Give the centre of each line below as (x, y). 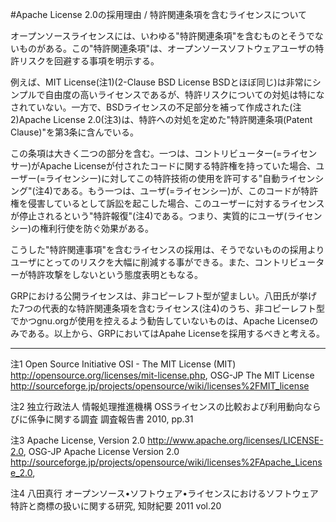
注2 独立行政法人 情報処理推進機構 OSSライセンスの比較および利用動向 (157, 406)
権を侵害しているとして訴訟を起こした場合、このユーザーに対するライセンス (167, 203)
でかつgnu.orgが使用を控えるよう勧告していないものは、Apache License (160, 321)
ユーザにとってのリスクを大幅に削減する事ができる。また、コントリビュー (163, 262)
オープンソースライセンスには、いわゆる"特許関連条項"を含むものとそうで (162, 36)
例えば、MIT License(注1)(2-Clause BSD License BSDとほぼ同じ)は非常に (161, 82)
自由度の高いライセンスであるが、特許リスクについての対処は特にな (184, 94)
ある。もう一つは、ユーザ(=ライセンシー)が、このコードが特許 (190, 191)
